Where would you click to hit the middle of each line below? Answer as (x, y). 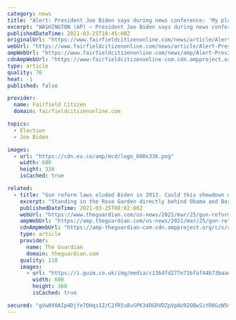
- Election (29, 131)
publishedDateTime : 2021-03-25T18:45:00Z (69, 33)
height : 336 (37, 169)
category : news (29, 14)
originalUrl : (26, 40)
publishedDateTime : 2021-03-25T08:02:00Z (81, 208)
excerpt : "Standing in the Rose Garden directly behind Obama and (119, 201)
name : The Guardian (54, 247)
